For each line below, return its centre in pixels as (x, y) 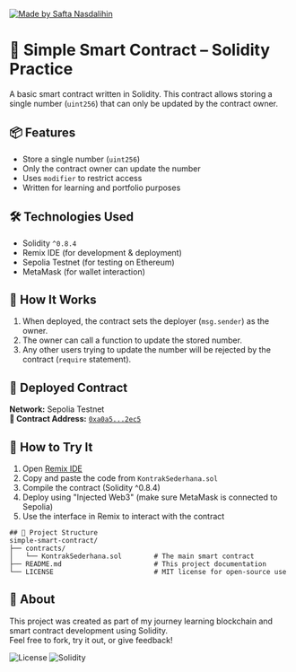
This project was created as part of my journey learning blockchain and (141, 621)
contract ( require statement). (77, 360)
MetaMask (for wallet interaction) (84, 271)
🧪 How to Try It (51, 447)
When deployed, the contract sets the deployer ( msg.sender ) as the (146, 321)
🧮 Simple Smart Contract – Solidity (140, 50)
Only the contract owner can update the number (111, 168)
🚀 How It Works (53, 299)
